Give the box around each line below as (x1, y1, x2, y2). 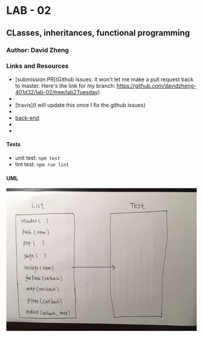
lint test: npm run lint (14, 161, 69, 168)
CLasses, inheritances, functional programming (6, 28, 190, 38)
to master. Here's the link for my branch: (14, 82, 116, 89)
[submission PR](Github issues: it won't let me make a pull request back (14, 75, 194, 83)
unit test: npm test (14, 155, 60, 161)
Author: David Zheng (6, 46, 69, 54)
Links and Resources (6, 62, 69, 70)
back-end (14, 114, 39, 121)
